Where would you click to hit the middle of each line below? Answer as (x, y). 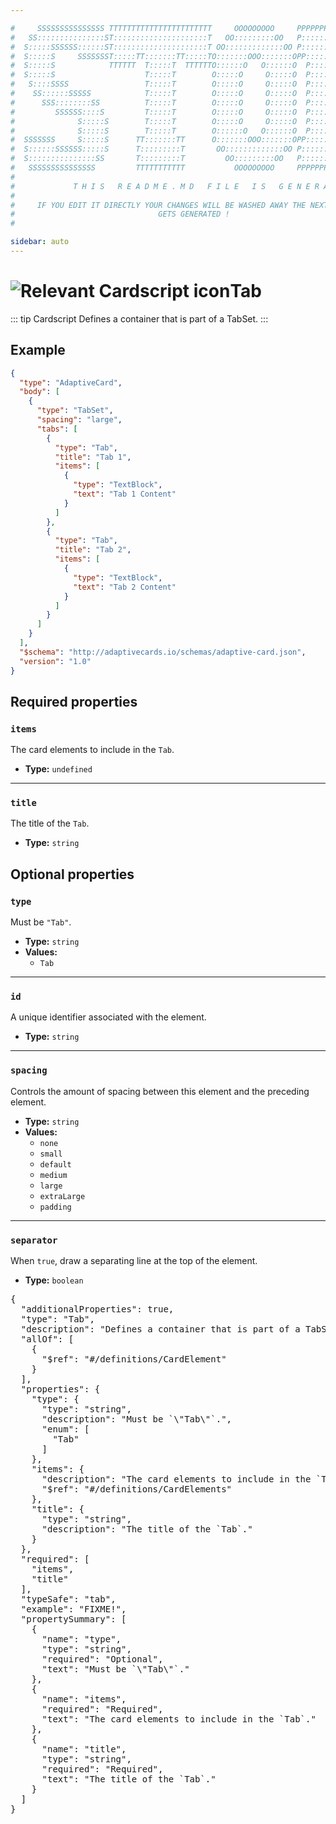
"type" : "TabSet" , (75, 411)
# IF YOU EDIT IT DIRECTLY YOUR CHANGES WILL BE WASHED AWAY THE (158, 205)
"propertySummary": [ (73, 1619)
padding (55, 1207)
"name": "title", (84, 1749)
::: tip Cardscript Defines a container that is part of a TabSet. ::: (139, 318)
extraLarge (62, 1196)
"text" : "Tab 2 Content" (125, 587)
